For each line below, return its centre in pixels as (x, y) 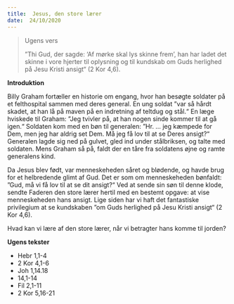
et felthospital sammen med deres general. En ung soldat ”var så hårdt (110, 103)
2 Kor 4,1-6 (33, 263)
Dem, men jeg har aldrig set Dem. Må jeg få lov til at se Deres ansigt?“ (109, 134)
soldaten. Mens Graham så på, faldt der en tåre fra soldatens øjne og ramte (116, 148)
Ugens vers (41, 40)
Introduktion (26, 82)
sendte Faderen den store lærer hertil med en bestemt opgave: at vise (109, 192)
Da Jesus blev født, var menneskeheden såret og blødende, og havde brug (116, 170)
